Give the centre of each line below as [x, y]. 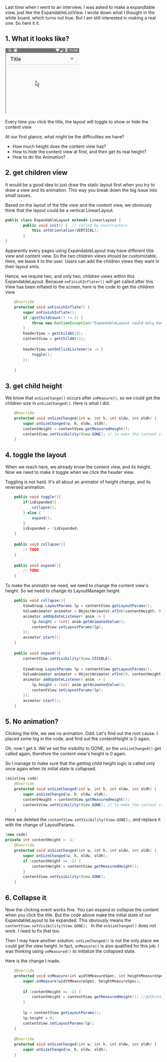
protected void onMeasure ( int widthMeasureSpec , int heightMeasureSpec [90, 976]
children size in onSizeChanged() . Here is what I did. [58, 403]
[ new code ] [16, 835]
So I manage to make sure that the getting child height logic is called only [80, 763]
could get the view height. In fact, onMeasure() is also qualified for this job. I [82, 946]
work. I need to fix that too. [33, 931]
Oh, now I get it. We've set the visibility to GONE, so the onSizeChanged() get [83, 748]
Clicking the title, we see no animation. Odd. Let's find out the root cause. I [82, 733]
